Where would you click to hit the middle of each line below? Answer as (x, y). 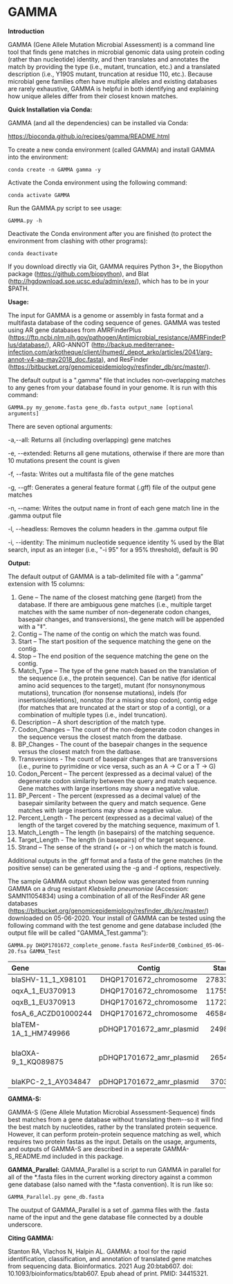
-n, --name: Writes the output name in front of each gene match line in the (114, 508)
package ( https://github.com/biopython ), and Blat (78, 273)
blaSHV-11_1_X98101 (49, 980)
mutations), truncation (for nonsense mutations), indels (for (102, 693)
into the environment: (38, 157)
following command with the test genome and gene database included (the (115, 925)
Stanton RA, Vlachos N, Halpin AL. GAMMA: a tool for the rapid (97, 1251)
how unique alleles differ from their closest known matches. (93, 96)
